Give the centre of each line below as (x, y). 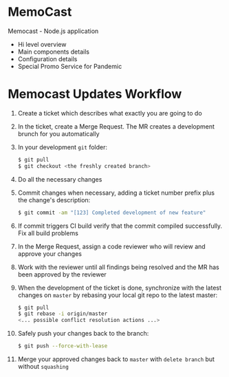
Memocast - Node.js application (53, 31)
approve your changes (50, 254)
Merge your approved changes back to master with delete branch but (116, 359)
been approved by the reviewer (62, 274)
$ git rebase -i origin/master (63, 314)
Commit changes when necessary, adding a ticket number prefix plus (116, 193)
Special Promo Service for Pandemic (70, 66)
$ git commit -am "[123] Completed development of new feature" (112, 213)
